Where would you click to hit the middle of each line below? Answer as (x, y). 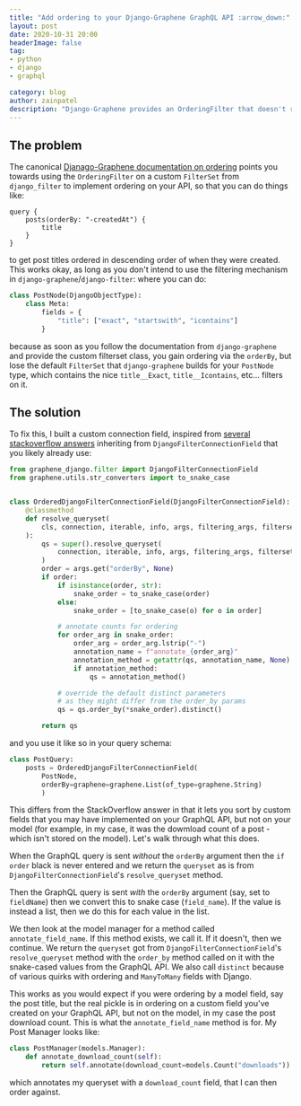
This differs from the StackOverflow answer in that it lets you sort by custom (150, 810)
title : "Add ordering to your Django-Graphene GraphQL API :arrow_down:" (150, 18)
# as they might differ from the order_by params (151, 701)
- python (26, 59)
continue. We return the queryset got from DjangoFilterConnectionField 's (146, 948)
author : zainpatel (43, 101)
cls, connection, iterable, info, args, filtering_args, (150, 527)
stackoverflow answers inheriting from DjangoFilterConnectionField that (144, 443)
